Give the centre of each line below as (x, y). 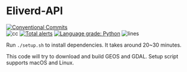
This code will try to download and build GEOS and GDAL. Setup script (92, 56)
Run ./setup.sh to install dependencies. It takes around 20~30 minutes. (94, 45)
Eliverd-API (35, 11)
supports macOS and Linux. (40, 63)
